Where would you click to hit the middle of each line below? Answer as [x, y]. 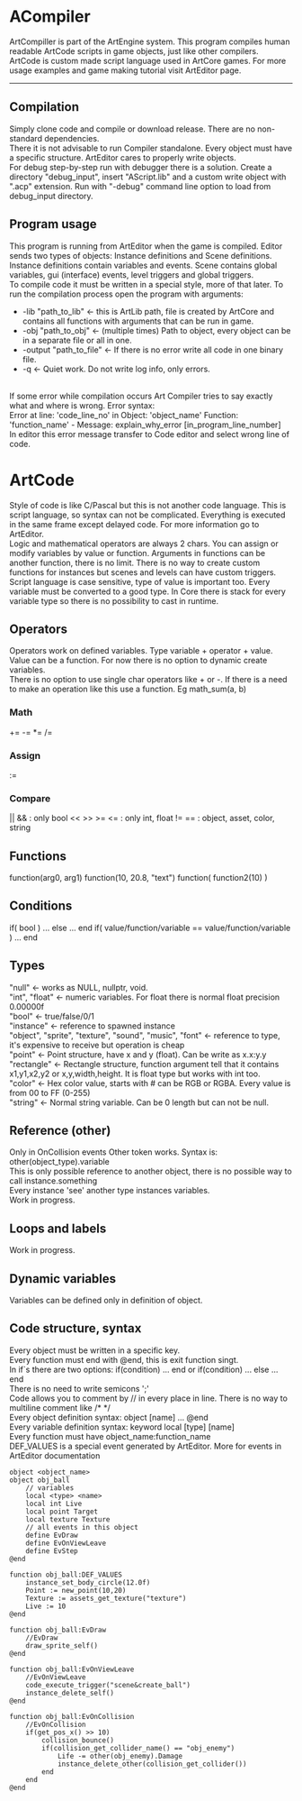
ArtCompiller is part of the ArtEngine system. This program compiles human [150, 41]
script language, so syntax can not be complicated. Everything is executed [147, 515]
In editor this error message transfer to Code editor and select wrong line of [150, 434]
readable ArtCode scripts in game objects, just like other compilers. [134, 50]
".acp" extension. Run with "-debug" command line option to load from [140, 186]
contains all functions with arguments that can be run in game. [138, 321]
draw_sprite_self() [62, 1646]
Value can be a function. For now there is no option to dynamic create [138, 661]
